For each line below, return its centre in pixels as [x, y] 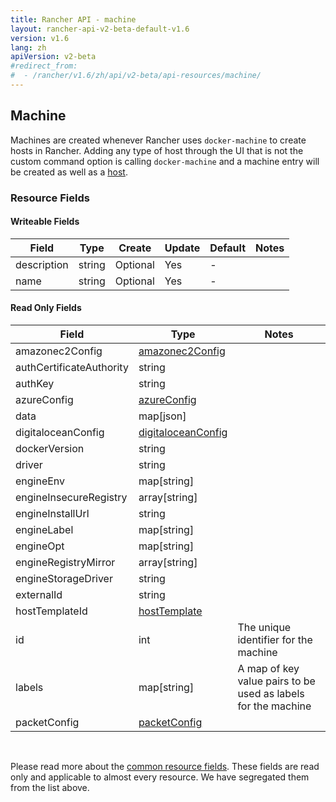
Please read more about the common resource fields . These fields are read [165, 767]
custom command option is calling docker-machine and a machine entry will [165, 161]
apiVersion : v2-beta [53, 57]
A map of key [268, 669]
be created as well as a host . [69, 172]
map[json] [162, 416]
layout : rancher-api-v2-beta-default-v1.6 [100, 29]
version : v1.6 [40, 38]
